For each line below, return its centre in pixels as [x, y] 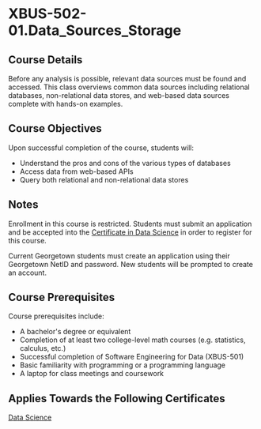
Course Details [45, 60]
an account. [28, 273]
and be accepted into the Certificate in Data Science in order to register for [130, 232]
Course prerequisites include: [56, 316]
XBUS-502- [47, 14]
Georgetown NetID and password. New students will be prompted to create [130, 264]
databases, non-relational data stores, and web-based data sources [119, 95]
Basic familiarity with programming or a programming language [123, 365]
